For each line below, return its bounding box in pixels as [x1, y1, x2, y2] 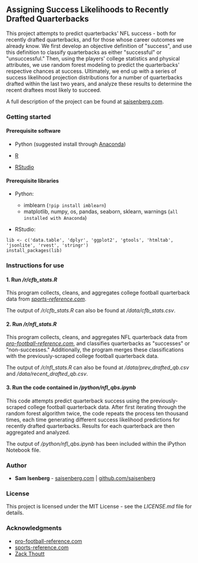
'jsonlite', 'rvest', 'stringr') [6, 242, 89, 248]
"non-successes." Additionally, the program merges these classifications [6, 346, 184, 353]
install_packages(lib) [6, 248, 62, 254]
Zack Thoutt [14, 550, 45, 557]
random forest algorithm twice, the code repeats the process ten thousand [6, 410, 189, 417]
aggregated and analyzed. [6, 428, 71, 436]
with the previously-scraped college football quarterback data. [6, 353, 159, 360]
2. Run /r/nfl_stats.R [6, 320, 58, 328]
